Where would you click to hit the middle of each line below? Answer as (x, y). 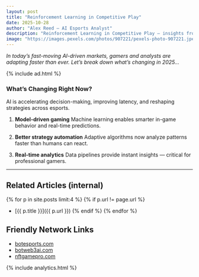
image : (14, 39)
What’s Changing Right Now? (49, 89)
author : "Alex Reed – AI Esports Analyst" (59, 28)
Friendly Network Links (50, 229)
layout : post (22, 12)
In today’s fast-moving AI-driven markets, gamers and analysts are (89, 56)
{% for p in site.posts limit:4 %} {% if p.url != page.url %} (76, 200)
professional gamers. (41, 161)
